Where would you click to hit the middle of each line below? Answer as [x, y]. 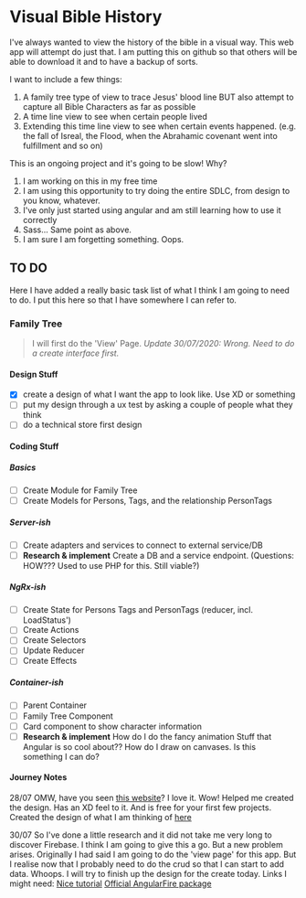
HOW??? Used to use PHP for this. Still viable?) [111, 566]
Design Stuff [34, 374]
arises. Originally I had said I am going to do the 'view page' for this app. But [153, 854]
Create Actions [51, 630]
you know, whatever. [61, 200]
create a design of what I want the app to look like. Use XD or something [159, 394]
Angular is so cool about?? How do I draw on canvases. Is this [139, 746]
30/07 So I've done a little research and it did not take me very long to [141, 835]
